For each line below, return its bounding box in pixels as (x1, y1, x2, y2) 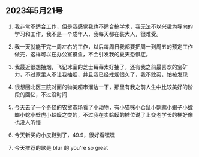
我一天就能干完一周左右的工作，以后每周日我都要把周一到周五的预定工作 (14, 43, 193, 50)
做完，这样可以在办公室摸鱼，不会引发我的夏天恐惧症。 (14, 50, 151, 58)
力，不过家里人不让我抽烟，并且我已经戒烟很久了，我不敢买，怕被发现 (14, 71, 188, 78)
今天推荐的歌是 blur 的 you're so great (14, 144, 108, 151)
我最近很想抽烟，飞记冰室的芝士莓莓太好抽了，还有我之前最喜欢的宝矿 (14, 63, 188, 70)
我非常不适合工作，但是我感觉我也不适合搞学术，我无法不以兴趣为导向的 (14, 23, 193, 30)
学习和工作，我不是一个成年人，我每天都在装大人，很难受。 (14, 30, 162, 37)
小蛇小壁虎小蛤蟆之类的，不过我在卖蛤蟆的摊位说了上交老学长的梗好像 (19, 111, 193, 118)
